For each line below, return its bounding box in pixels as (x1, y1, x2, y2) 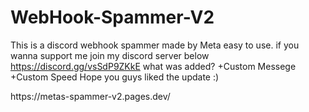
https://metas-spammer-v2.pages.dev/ (10, 90, 171, 102)
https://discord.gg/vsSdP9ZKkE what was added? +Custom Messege (10, 60, 297, 72)
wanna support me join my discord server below (10, 49, 210, 61)
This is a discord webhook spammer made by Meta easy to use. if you (10, 39, 300, 51)
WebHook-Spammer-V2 (10, 6, 215, 29)
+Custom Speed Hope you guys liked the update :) (10, 71, 220, 83)
